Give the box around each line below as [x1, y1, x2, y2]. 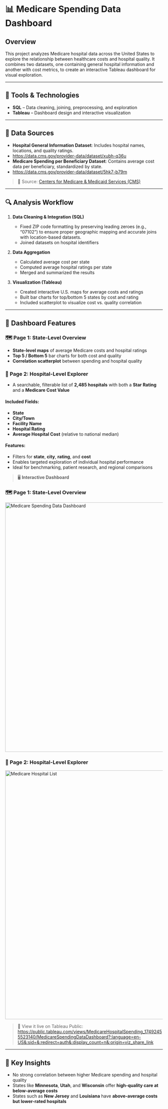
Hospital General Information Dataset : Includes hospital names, [12, 142, 145, 148]
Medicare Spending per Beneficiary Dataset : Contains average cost [12, 158, 154, 164]
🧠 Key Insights [5, 1058, 51, 1067]
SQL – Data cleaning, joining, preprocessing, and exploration [12, 104, 137, 110]
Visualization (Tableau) [12, 279, 62, 285]
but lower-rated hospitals [12, 1098, 66, 1104]
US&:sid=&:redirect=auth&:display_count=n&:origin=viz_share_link [17, 1039, 154, 1045]
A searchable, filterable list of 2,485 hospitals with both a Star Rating [12, 382, 156, 388]
